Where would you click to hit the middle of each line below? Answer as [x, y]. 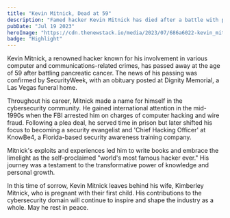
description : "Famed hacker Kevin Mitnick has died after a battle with [113, 20]
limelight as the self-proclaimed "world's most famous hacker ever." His [108, 158]
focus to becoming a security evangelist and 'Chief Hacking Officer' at [106, 130]
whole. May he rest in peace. [48, 208]
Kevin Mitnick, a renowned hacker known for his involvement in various [107, 58]
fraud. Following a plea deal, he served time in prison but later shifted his [110, 123]
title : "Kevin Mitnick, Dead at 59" [59, 13]
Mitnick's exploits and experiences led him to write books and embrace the [113, 151]
